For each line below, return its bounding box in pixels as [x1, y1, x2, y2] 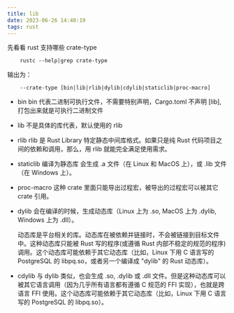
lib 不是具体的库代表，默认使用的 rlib [17, 121, 123, 130]
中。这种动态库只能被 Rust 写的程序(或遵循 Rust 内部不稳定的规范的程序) [17, 239, 226, 248]
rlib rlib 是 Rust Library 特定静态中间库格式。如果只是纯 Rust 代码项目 [17, 136, 217, 144]
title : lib [7, 10, 39, 18]
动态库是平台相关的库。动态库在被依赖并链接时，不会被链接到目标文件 [17, 230, 220, 239]
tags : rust [7, 23, 39, 30]
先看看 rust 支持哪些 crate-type [7, 43, 97, 52]
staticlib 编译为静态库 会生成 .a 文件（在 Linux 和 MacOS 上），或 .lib [17, 160, 213, 168]
